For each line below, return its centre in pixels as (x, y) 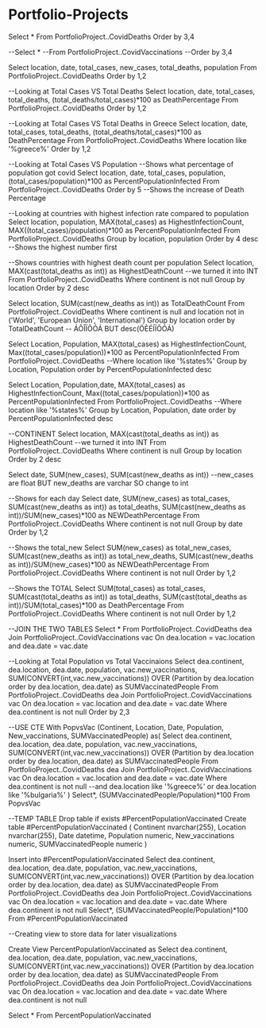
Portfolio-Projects (69, 15)
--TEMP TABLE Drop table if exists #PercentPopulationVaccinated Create (127, 818)
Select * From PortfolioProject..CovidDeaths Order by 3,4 (101, 37)
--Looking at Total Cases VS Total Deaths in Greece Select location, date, (128, 123)
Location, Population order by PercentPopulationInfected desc (110, 369)
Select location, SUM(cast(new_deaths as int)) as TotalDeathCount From (126, 303)
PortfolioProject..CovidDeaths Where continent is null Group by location (125, 450)
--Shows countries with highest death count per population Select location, (131, 262)
